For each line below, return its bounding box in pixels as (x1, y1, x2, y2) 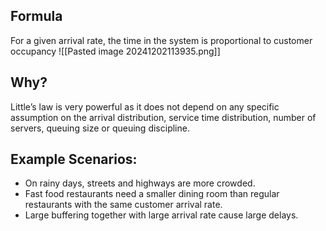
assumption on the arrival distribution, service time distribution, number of (10, 111, 317, 123)
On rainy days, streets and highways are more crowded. (24, 177, 256, 189)
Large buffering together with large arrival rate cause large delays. (24, 209, 299, 221)
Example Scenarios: (10, 151, 138, 168)
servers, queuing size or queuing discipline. (10, 122, 190, 134)
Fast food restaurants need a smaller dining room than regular (24, 188, 280, 200)
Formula (10, 8, 63, 25)
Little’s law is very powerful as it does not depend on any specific (10, 100, 280, 113)
